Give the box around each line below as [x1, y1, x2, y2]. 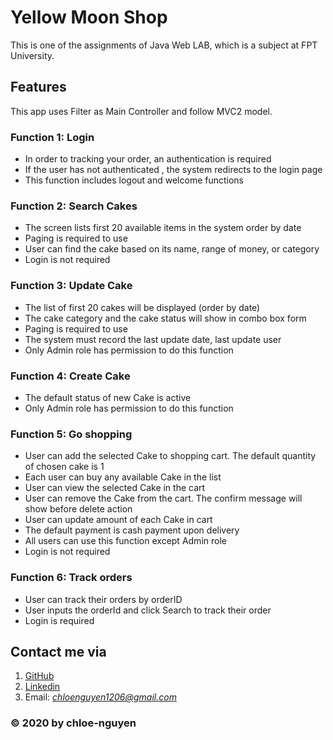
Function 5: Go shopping [10, 427, 133, 441]
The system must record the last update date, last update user [24, 333, 282, 345]
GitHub [24, 670, 55, 682]
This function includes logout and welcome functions [24, 174, 244, 186]
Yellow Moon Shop [10, 6, 168, 29]
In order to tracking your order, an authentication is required [24, 153, 272, 165]
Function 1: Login [10, 130, 95, 144]
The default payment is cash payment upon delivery [24, 524, 240, 536]
